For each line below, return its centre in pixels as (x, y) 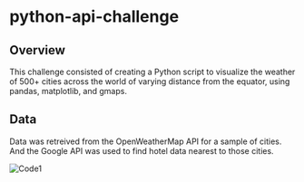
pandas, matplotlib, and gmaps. (68, 91)
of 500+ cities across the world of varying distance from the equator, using (150, 81)
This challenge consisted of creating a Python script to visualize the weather (152, 72)
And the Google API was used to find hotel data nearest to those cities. (142, 150)
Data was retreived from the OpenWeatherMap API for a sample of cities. (146, 141)
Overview (38, 50)
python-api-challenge (94, 17)
